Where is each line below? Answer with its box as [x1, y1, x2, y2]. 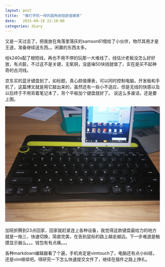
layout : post [5, 8, 32, 13]
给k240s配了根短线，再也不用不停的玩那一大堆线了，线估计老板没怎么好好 [5, 55, 156, 61]
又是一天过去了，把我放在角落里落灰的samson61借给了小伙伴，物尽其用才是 [5, 38, 159, 44]
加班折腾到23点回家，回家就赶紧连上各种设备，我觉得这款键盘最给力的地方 [5, 227, 157, 233]
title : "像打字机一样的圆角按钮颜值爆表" [5, 13, 82, 18]
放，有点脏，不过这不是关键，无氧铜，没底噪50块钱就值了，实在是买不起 [5, 61, 153, 67]
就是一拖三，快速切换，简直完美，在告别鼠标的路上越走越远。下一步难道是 [5, 233, 156, 239]
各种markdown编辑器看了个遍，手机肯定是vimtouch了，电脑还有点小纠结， [5, 250, 157, 256]
